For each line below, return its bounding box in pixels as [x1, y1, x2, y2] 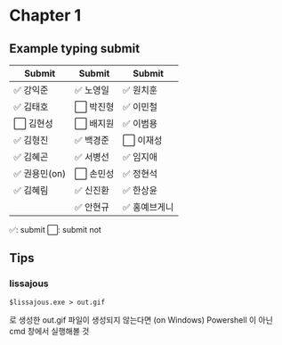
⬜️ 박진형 [74, 101, 115, 112]
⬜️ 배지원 [74, 118, 115, 129]
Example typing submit [9, 41, 141, 56]
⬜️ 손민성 [74, 168, 115, 179]
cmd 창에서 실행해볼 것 [9, 325, 90, 336]
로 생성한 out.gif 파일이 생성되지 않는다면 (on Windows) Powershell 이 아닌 [9, 314, 273, 325]
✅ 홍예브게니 [123, 201, 174, 213]
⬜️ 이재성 [123, 135, 163, 146]
